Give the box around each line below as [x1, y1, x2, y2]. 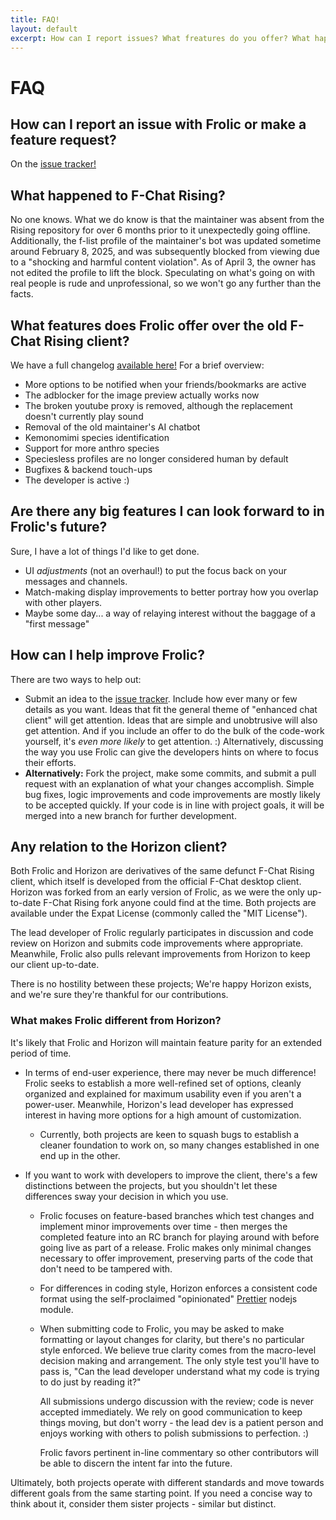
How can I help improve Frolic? [10, 647, 205, 664]
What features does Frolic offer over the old [10, 317, 288, 334]
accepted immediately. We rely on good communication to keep [39, 1406, 303, 1418]
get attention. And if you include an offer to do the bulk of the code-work [24, 724, 325, 736]
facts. [10, 288, 34, 300]
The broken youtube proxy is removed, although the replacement [24, 400, 293, 411]
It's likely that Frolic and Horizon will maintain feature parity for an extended [10, 1036, 323, 1048]
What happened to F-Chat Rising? [10, 187, 226, 204]
